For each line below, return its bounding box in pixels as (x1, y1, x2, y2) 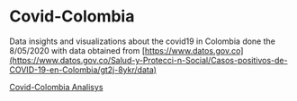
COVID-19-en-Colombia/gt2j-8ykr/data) (9, 64, 157, 75)
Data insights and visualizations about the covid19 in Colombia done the (9, 36, 276, 46)
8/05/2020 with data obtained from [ (9, 45, 146, 55)
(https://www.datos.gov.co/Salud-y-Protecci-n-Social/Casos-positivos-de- (9, 55, 288, 65)
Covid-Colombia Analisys (9, 81, 103, 92)
